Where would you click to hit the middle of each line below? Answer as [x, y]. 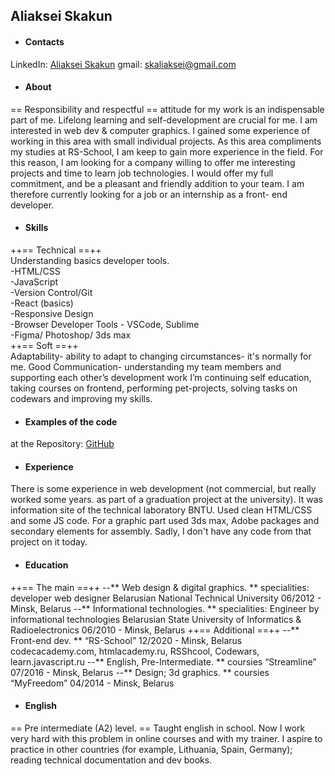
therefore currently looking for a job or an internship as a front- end [149, 194]
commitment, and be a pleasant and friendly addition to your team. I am [157, 183]
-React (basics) [42, 303]
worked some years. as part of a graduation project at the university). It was [166, 500]
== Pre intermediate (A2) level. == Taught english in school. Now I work [158, 728]
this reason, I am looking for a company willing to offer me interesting [153, 162]
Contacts [44, 41]
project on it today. [49, 542]
